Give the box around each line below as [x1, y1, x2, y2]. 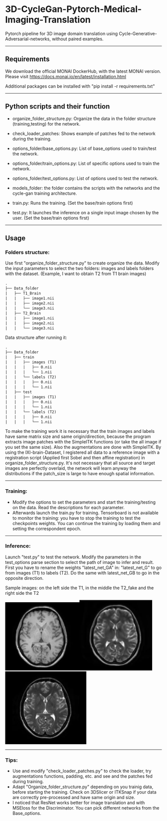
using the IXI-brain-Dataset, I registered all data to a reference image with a [5, 449, 160, 455]
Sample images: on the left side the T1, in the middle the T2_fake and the [5, 584, 154, 591]
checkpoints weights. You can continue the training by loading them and [12, 520, 161, 526]
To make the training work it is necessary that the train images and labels [5, 428, 155, 434]
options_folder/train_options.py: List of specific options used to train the [12, 160, 160, 166]
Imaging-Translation [5, 14, 91, 25]
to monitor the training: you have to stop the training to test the [12, 515, 141, 521]
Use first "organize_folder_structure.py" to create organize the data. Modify [5, 260, 160, 266]
